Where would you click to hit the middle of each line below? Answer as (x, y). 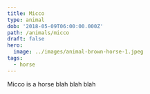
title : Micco (26, 13)
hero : (15, 45)
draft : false (26, 39)
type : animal (26, 20)
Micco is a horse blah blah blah (51, 84)
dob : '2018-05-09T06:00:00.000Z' (55, 26)
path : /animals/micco (38, 33)
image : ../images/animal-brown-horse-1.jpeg (78, 52)
